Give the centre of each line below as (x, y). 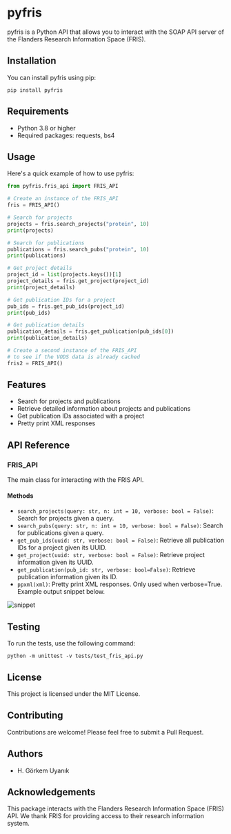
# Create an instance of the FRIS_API (63, 199)
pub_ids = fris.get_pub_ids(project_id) (66, 306)
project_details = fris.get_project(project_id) (78, 281)
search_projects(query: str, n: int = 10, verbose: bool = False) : (115, 511)
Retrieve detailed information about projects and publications (104, 409)
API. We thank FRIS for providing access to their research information (106, 816)
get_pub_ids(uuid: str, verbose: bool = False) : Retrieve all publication (121, 541)
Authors (25, 754)
